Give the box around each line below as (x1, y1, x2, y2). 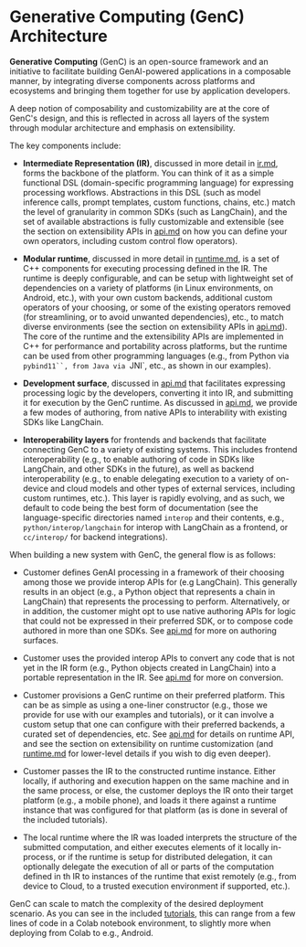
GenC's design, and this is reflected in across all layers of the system (9, 112, 269, 123)
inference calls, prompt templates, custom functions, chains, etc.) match (22, 197, 296, 207)
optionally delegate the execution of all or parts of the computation (22, 861, 274, 872)
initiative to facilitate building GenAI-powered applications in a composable (9, 66, 291, 77)
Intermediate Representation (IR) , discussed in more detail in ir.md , (22, 157, 279, 168)
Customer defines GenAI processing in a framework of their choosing (22, 567, 285, 578)
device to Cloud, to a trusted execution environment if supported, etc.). (22, 880, 290, 891)
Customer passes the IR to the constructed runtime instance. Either (22, 765, 276, 776)
